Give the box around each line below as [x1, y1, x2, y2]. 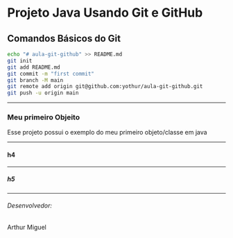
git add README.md [7, 64, 60, 71]
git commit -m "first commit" [7, 70, 95, 77]
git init [7, 57, 33, 64]
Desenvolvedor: [7, 201, 53, 210]
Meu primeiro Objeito [7, 112, 80, 122]
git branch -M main [7, 76, 64, 84]
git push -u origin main [7, 90, 79, 96]
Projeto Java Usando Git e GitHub [7, 5, 203, 21]
